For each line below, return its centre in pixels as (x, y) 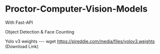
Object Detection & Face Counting (40, 32)
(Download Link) (22, 46)
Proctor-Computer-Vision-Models (76, 9)
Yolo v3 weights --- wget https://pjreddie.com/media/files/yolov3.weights (80, 41)
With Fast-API (19, 22)
